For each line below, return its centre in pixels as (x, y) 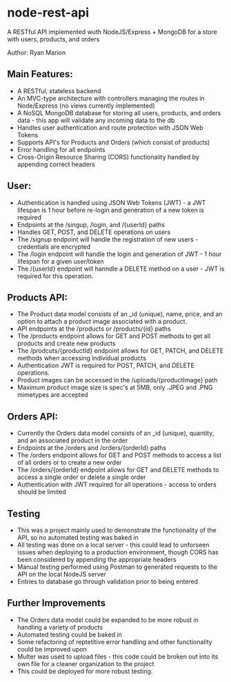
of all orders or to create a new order (69, 462)
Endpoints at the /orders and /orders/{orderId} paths (92, 448)
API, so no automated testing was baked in (78, 537)
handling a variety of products (60, 627)
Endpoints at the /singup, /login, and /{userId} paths (91, 224)
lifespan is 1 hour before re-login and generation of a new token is (111, 210)
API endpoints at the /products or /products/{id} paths (94, 329)
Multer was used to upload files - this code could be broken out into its (118, 656)
